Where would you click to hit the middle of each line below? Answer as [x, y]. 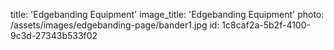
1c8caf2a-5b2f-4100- [266, 25]
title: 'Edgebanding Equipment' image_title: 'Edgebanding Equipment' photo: [167, 14]
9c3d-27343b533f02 [54, 35]
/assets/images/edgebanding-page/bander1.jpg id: [115, 25]
